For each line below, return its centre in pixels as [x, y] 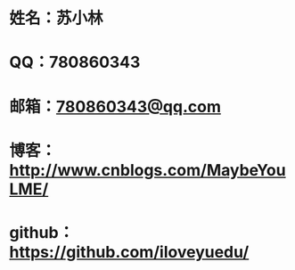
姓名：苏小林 [57, 18]
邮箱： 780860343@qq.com [115, 106]
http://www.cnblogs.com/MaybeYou [148, 170]
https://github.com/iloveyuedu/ [129, 252]
